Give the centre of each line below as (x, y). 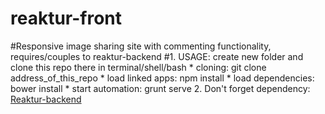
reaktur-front (66, 18)
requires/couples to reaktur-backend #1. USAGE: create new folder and (157, 56)
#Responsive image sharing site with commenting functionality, (141, 46)
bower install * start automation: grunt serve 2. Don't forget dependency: (160, 88)
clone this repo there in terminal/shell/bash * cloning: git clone (138, 67)
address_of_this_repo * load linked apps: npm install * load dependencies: (162, 78)
